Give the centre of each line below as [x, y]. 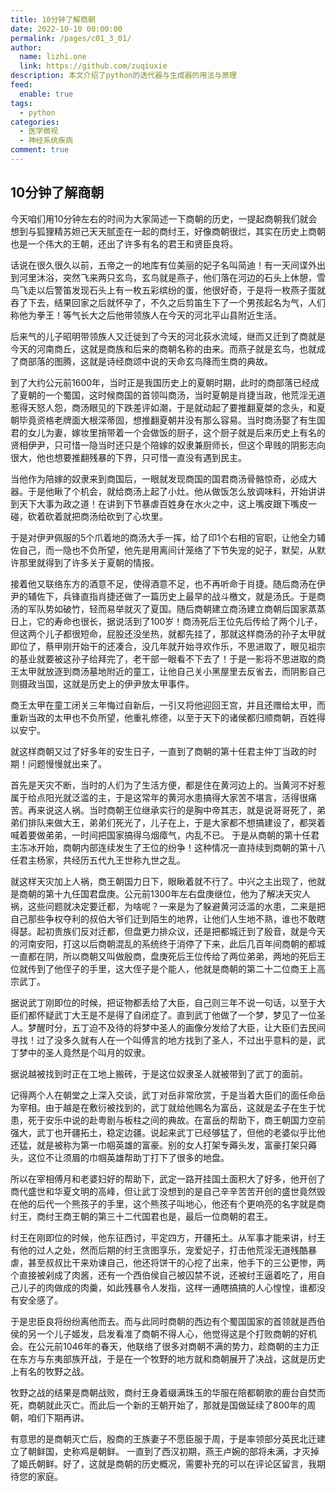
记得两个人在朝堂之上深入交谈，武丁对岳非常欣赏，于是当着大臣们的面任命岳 [168, 1095]
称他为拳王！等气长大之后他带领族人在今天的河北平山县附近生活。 [146, 315]
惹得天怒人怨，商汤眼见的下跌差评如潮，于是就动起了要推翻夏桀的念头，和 [163, 407]
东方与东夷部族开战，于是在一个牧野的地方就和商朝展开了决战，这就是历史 [172, 1358]
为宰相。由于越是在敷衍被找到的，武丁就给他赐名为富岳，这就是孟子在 [155, 1107]
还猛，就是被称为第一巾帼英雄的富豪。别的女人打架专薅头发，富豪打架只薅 [163, 1145]
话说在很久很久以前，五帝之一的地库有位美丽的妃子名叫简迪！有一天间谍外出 [168, 265]
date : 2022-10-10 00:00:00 [66, 29]
